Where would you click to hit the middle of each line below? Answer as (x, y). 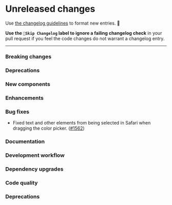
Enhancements (25, 98)
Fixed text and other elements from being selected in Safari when (82, 122)
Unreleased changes (50, 9)
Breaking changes (28, 56)
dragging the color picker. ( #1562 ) (49, 128)
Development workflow (35, 155)
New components (28, 84)
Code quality (22, 182)
